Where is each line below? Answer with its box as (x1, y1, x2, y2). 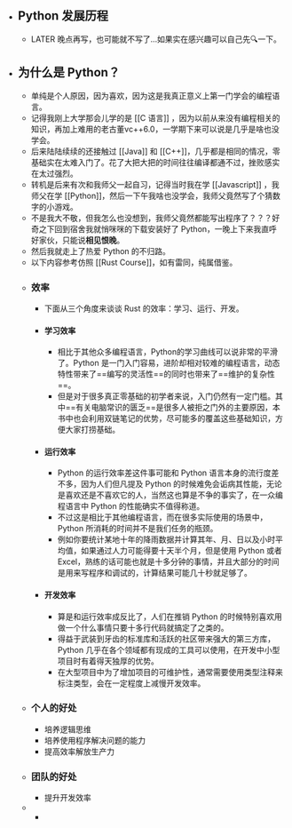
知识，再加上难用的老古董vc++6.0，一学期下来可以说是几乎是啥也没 (30, 123, 280, 134)
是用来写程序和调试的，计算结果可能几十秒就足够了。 (57, 568, 253, 578)
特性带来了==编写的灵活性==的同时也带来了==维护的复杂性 (57, 369, 275, 379)
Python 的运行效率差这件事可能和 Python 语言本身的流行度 (57, 467, 272, 478)
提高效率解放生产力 (43, 745, 115, 757)
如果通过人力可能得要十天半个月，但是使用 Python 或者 (81, 545, 282, 556)
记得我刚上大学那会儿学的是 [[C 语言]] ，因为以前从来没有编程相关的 (30, 112, 281, 123)
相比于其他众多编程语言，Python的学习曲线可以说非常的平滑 (57, 346, 278, 357)
